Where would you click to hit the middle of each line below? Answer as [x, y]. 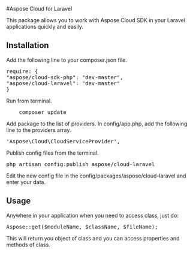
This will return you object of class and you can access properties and [93, 238]
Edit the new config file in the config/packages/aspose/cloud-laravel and [96, 176]
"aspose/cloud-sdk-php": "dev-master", [65, 77]
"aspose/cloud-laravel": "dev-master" [63, 83]
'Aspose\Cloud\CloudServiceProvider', [63, 141]
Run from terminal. [29, 101]
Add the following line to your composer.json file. [67, 60]
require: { [22, 71]
